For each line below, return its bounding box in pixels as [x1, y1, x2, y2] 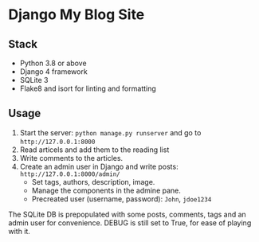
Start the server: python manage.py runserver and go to [19, 127, 202, 137]
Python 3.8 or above [19, 58, 87, 68]
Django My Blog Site [8, 6, 145, 24]
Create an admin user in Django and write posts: [19, 162, 179, 171]
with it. [8, 226, 30, 236]
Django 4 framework [19, 67, 88, 76]
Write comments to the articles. [19, 153, 124, 162]
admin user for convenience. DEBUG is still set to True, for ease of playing [8, 217, 252, 228]
